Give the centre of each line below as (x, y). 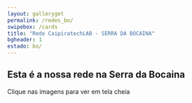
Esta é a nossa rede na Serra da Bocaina (96, 75)
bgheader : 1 (25, 40)
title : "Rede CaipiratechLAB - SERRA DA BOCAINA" (81, 33)
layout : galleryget (36, 14)
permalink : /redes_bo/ (40, 20)
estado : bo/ (25, 46)
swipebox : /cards (33, 27)
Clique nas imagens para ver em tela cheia (69, 91)
